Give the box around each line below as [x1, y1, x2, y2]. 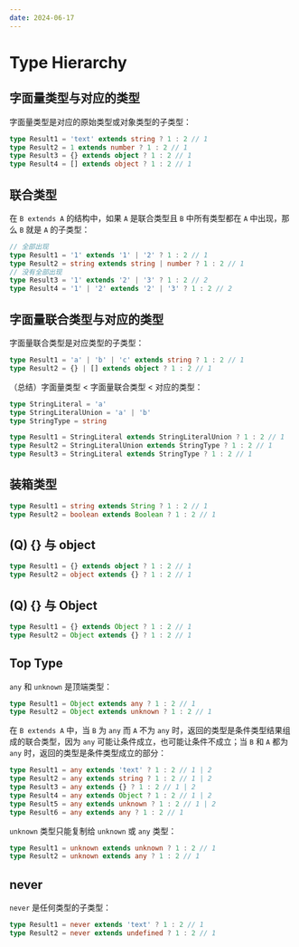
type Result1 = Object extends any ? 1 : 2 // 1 [9, 699, 196, 708]
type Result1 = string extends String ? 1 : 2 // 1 [9, 501, 208, 510]
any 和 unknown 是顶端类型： [9, 681, 113, 691]
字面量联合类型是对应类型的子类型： [9, 337, 145, 348]
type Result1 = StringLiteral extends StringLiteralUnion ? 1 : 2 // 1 [9, 432, 285, 442]
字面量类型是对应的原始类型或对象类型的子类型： [9, 116, 192, 127]
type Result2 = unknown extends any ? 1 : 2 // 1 [9, 852, 201, 861]
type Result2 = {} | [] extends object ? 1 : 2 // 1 [9, 363, 212, 372]
